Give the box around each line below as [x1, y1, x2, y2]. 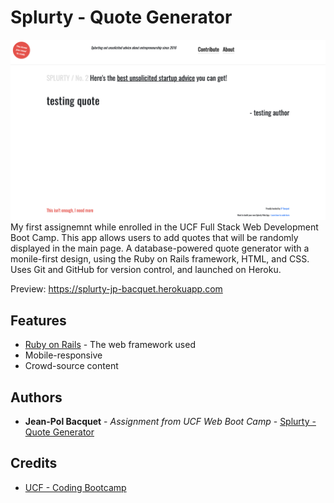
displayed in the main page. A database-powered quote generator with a [10, 242, 310, 255]
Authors [10, 389, 63, 406]
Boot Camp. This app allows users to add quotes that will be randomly [10, 232, 299, 244]
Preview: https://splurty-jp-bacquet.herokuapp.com [10, 283, 223, 295]
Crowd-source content [24, 360, 119, 372]
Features [10, 312, 67, 329]
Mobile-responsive [24, 349, 103, 361]
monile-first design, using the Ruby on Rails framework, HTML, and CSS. [10, 253, 310, 265]
